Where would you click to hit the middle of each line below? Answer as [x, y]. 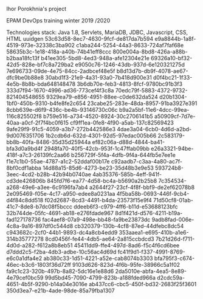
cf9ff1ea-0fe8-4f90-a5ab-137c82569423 [122, 123]
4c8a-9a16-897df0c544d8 [40, 226]
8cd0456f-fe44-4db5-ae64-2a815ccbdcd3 [100, 239]
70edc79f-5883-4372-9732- [151, 90]
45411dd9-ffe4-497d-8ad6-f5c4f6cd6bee [127, 245]
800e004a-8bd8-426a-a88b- [150, 52]
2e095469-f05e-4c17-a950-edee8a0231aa [61, 194]
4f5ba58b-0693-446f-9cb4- [153, 194]
